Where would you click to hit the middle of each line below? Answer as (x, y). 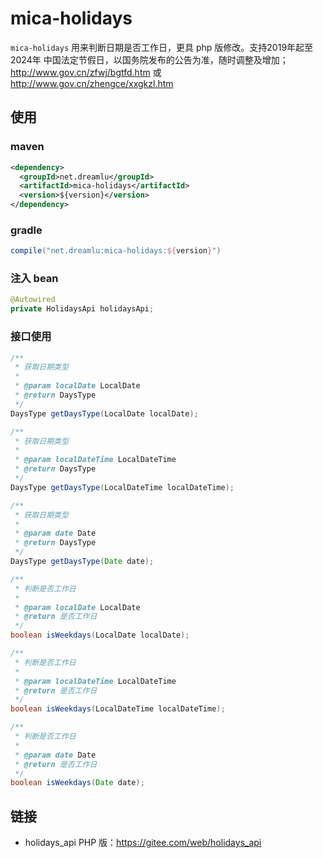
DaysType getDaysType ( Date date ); (82, 562)
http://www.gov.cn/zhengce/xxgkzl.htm (92, 83)
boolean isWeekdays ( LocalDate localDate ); (100, 635)
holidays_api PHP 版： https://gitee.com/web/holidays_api (143, 843)
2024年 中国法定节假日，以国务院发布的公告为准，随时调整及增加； (149, 59)
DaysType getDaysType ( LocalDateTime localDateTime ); (122, 487)
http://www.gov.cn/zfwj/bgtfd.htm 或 (86, 72)
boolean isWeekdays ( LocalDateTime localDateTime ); (118, 709)
